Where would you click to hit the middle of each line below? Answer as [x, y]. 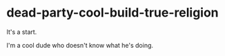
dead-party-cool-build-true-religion [112, 13]
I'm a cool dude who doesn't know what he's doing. [80, 45]
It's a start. [22, 32]
